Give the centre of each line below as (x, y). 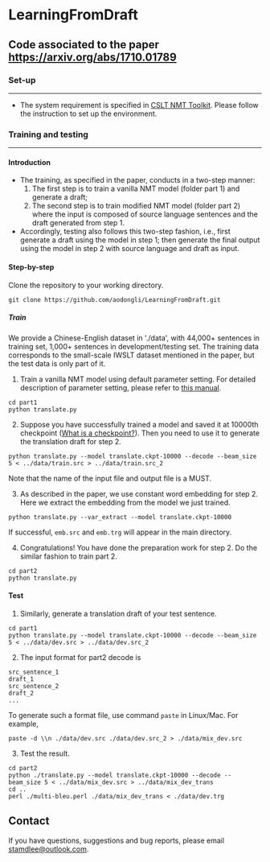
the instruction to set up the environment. (88, 113)
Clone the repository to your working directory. (86, 285)
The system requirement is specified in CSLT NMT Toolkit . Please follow (139, 105)
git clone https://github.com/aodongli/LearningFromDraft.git (115, 299)
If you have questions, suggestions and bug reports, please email (117, 840)
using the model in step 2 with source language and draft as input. (129, 249)
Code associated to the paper (84, 45)
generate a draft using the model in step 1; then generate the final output (140, 240)
